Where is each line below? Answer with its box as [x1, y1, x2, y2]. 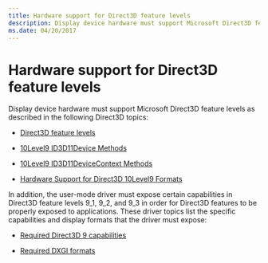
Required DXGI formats [19, 246, 96, 256]
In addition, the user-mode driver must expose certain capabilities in [8, 190, 233, 199]
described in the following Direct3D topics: [8, 112, 149, 122]
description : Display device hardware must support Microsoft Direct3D [8, 19, 251, 27]
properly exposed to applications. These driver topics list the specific [8, 206, 236, 216]
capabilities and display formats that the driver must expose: [8, 215, 207, 225]
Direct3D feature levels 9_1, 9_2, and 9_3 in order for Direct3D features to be [8, 198, 258, 208]
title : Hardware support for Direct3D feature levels [8, 11, 191, 20]
